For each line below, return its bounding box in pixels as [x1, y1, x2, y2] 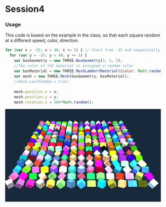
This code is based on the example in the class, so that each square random [5, 32, 161, 38]
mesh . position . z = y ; [14, 95, 58, 100]
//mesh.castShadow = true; [14, 79, 70, 84]
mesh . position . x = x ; [14, 89, 58, 94]
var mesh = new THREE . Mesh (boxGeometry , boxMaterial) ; [14, 74, 129, 79]
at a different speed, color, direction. [5, 38, 79, 43]
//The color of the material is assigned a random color [14, 63, 134, 69]
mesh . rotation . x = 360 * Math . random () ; [14, 100, 94, 105]
